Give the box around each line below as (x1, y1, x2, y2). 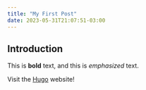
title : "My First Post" (7, 10, 78, 18)
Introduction (7, 43, 63, 55)
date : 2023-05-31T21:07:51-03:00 (7, 17, 106, 24)
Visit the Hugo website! (7, 75, 75, 84)
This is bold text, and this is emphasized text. (7, 61, 139, 70)
